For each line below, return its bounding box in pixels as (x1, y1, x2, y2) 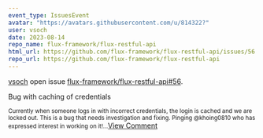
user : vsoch (8, 26, 47, 34)
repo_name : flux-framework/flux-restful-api (8, 41, 157, 49)
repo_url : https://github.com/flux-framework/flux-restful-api (8, 56, 220, 64)
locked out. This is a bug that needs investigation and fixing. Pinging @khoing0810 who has (8, 114, 256, 122)
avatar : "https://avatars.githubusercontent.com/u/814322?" (8, 19, 210, 27)
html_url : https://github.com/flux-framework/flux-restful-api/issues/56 (8, 48, 256, 56)
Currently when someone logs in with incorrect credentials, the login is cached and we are (8, 107, 253, 114)
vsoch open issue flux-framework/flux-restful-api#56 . (8, 76, 183, 86)
